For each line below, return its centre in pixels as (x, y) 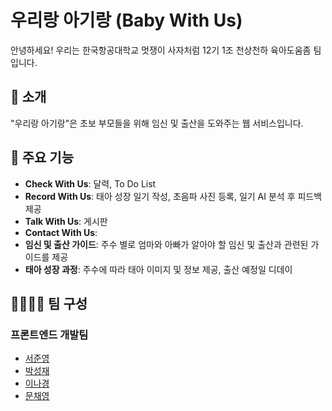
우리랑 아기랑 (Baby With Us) (126, 20)
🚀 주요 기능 (42, 157)
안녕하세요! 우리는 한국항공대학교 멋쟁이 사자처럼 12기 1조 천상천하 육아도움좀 (161, 50)
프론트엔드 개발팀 (49, 334)
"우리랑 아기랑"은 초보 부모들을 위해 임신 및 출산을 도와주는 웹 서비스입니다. (157, 123)
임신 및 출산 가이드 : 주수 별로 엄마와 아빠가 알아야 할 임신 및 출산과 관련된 (166, 244)
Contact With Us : (61, 232)
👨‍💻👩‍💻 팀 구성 (49, 303)
